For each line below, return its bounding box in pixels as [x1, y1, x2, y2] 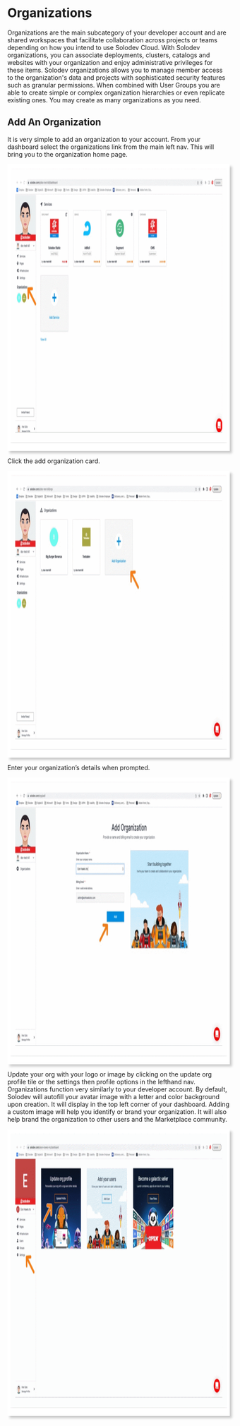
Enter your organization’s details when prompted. [7, 763, 150, 772]
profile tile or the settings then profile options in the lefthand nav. [7, 1077, 196, 1086]
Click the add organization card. [7, 457, 100, 465]
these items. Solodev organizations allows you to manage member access [7, 66, 223, 74]
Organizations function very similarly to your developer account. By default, [7, 1085, 227, 1094]
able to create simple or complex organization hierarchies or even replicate [7, 88, 225, 97]
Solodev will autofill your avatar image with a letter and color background [7, 1092, 220, 1101]
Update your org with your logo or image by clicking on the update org [7, 1069, 212, 1078]
